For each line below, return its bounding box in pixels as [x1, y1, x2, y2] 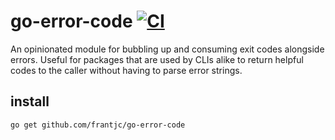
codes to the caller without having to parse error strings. [10, 64, 243, 76]
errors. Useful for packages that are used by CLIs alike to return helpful [10, 53, 304, 65]
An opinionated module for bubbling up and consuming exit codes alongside [10, 43, 325, 55]
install [10, 93, 50, 110]
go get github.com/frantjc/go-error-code [10, 120, 186, 130]
